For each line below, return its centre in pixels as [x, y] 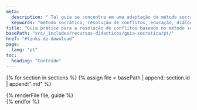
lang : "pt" [25, 50]
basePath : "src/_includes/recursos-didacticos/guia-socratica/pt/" [90, 34]
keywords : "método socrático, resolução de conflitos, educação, [93, 22]
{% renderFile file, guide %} [40, 95]
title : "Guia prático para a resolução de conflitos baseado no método [95, 28]
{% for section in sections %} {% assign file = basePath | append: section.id [98, 78]
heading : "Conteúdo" [36, 61]
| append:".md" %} [29, 84]
